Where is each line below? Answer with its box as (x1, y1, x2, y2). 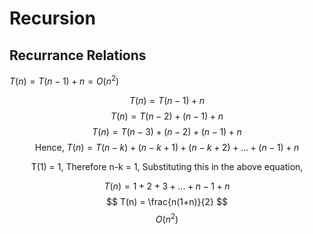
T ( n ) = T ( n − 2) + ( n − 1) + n (110, 110, 224, 122)
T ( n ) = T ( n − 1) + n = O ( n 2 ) (9, 73, 120, 87)
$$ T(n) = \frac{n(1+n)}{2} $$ (106, 195, 228, 207)
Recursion (9, 7, 96, 30)
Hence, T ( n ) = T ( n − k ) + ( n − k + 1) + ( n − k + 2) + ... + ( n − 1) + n (34, 141, 300, 153)
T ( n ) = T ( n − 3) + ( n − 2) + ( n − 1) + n (92, 125, 242, 137)
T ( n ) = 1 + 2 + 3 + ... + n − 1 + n (103, 180, 231, 192)
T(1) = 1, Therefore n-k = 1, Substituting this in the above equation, (30, 160, 304, 172)
